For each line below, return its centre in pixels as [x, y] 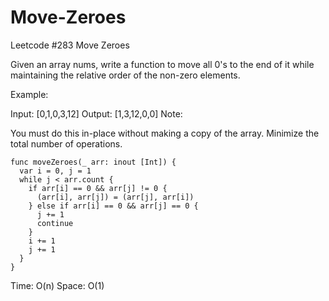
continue [55, 223]
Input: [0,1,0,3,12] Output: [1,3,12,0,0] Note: [96, 113]
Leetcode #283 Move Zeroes [70, 45]
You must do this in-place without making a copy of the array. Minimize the [165, 133]
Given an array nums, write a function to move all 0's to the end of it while [162, 64]
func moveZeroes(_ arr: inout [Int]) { [93, 162]
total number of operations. [66, 143]
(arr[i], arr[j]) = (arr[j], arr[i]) [115, 197]
